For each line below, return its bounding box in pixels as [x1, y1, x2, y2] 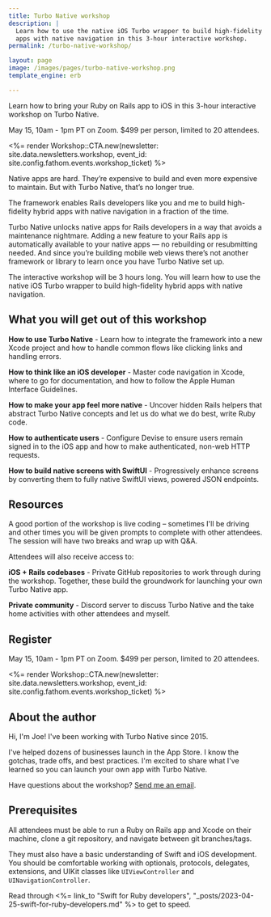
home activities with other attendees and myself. [8, 609, 171, 619]
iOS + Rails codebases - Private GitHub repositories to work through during [8, 568, 261, 577]
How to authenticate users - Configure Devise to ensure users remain [8, 433, 243, 442]
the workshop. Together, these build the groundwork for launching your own [8, 576, 263, 586]
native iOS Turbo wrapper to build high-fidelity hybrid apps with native [8, 281, 243, 290]
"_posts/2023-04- [193, 890, 254, 900]
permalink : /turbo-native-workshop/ [8, 42, 132, 50]
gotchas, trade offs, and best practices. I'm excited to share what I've [8, 756, 240, 765]
